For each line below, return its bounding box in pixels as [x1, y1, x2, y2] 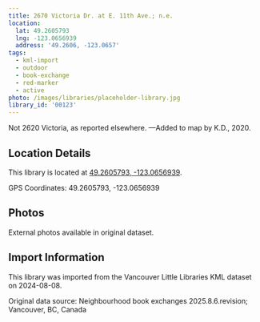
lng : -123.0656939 [15, 34, 78, 42]
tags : [8, 49, 26, 57]
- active [15, 86, 45, 95]
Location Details [8, 146, 91, 160]
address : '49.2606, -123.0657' [15, 42, 120, 50]
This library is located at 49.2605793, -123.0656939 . [8, 167, 182, 177]
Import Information [8, 251, 105, 264]
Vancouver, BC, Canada [8, 304, 86, 314]
